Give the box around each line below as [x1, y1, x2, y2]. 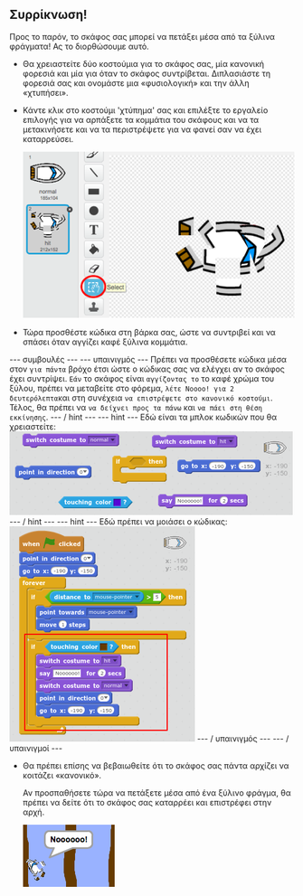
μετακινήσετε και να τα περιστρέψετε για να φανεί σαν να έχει [22, 124, 262, 135]
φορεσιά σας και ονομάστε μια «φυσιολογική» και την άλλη [22, 77, 251, 89]
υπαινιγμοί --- [9, 743, 63, 754]
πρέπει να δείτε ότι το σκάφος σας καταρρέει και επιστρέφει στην [22, 797, 272, 808]
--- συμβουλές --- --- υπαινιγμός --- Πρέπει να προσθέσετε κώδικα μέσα [9, 354, 288, 365]
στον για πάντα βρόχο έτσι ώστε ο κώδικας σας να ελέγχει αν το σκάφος [9, 363, 285, 374]
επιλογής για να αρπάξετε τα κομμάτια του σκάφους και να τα [22, 114, 260, 125]
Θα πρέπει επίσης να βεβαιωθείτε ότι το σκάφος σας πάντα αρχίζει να [22, 760, 289, 771]
